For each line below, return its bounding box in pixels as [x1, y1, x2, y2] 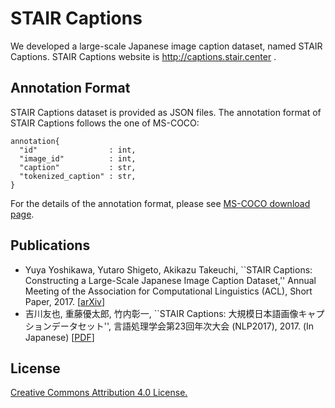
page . [10, 208, 35, 220]
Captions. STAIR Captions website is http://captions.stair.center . [10, 50, 277, 62]
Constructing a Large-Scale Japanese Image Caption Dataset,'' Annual [24, 274, 317, 286]
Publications [10, 237, 91, 254]
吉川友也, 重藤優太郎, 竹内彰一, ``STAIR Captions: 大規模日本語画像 [24, 307, 299, 319]
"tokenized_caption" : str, [19, 171, 137, 181]
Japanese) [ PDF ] [24, 331, 95, 343]
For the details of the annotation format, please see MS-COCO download [10, 197, 311, 209]
